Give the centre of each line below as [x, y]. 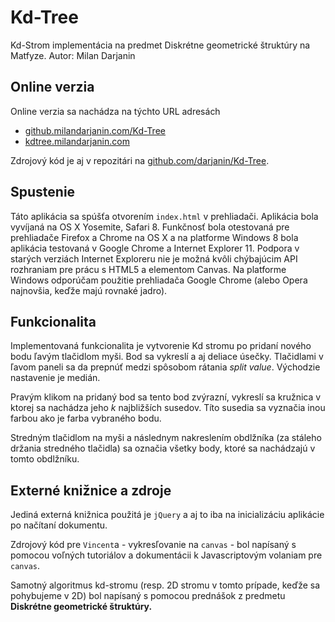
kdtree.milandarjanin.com [77, 141]
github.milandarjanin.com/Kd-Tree [95, 130]
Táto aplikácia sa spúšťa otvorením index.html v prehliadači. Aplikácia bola [164, 216]
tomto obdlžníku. [45, 459]
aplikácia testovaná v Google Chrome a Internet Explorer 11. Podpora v [155, 248]
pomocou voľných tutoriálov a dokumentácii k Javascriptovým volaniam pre [166, 555]
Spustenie [43, 192]
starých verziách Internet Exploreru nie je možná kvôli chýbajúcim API [154, 258]
